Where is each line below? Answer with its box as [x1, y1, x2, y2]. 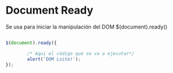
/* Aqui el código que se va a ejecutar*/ [27, 50, 135, 56]
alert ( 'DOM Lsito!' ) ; [27, 56, 81, 62]
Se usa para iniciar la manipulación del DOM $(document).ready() [5, 23, 168, 30]
